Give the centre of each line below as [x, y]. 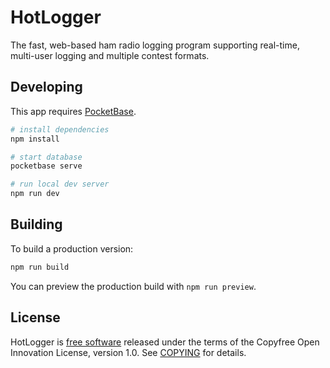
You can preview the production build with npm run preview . [133, 286]
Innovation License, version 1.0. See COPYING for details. [128, 352]
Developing [46, 87]
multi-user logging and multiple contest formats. [110, 55]
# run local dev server [60, 184]
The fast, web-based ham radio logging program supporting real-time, [155, 45]
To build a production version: [72, 248]
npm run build [40, 267]
